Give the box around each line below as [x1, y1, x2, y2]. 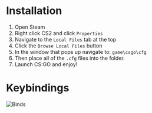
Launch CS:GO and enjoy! [14, 60, 78, 68]
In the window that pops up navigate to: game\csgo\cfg [14, 48, 147, 55]
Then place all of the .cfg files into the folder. [14, 54, 125, 61]
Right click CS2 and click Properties [14, 29, 103, 36]
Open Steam [14, 23, 45, 30]
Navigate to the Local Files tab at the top [14, 36, 117, 43]
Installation [6, 4, 62, 18]
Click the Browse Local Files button [14, 42, 103, 49]
